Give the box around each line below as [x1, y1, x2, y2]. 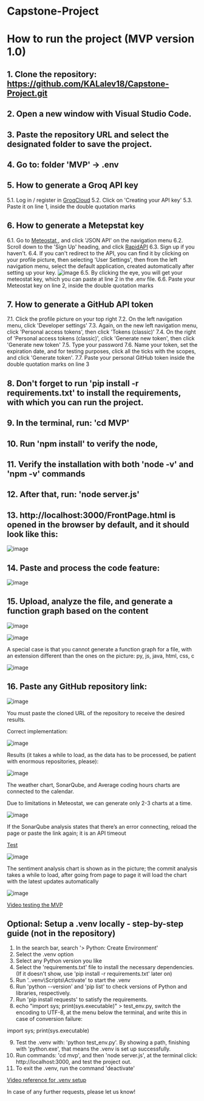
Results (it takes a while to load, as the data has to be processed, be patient [7, 751, 196, 758]
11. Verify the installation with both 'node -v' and [7, 459, 194, 469]
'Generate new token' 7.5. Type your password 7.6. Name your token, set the [7, 341, 198, 349]
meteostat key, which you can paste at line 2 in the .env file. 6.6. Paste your [7, 275, 195, 283]
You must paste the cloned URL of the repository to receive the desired [7, 709, 185, 716]
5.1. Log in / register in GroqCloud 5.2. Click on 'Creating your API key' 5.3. [7, 196, 193, 204]
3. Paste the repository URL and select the [7, 129, 169, 140]
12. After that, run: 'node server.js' [7, 489, 140, 499]
